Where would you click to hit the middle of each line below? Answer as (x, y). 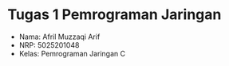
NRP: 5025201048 (49, 45)
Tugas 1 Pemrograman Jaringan (114, 15)
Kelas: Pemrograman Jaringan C (72, 53)
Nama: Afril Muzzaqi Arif (59, 37)
